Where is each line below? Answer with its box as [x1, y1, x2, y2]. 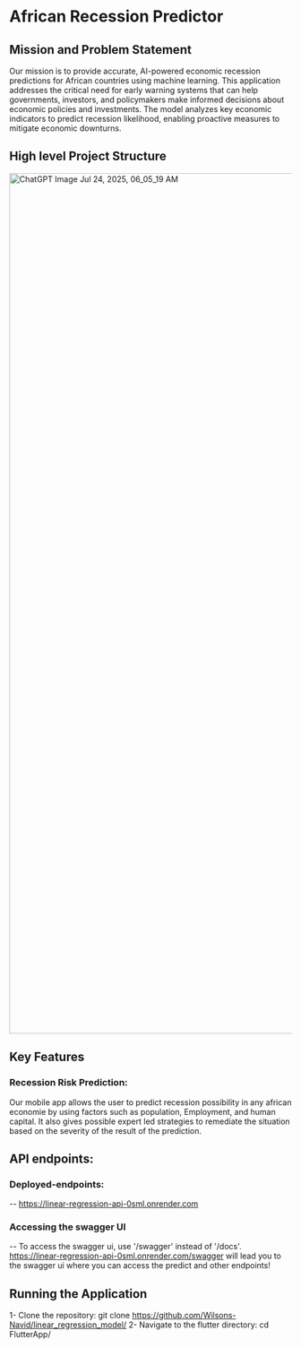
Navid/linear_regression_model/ [9, 1319, 127, 1330]
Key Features [9, 1050, 85, 1065]
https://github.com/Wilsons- [132, 1310, 236, 1321]
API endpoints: [9, 1151, 94, 1166]
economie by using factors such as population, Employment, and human [9, 1106, 276, 1117]
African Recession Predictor [9, 6, 224, 27]
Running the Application [9, 1286, 148, 1301]
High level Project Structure [9, 149, 168, 164]
